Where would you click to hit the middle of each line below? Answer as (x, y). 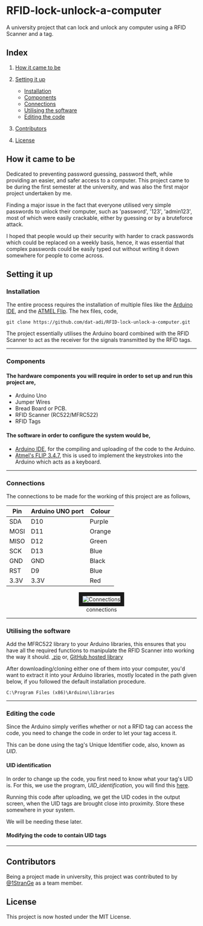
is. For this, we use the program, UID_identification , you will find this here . (98, 785)
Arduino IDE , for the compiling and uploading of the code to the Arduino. (105, 448)
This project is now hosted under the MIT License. (69, 916)
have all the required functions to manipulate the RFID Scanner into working (100, 651)
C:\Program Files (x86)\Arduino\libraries (60, 693)
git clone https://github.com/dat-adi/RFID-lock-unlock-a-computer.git (98, 322)
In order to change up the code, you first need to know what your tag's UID (100, 779)
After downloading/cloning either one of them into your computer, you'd (96, 669)
